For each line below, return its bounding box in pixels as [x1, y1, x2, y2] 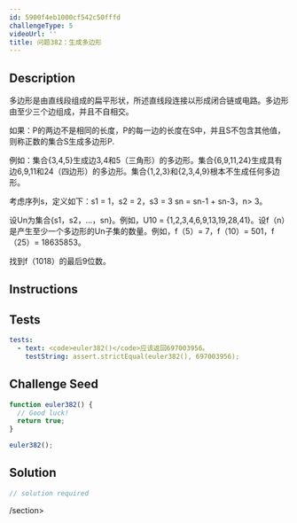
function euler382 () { [9, 400, 93, 409]
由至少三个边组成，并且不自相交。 [9, 106, 134, 117]
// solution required [9, 488, 90, 497]
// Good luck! [17, 409, 69, 418]
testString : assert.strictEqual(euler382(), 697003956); [25, 352, 240, 362]
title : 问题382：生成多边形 [9, 37, 102, 47]
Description [9, 70, 75, 85]
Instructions [9, 282, 78, 297]
